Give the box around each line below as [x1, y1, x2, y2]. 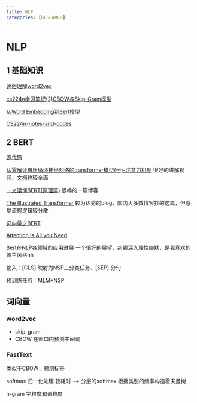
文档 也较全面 [17, 174, 49, 181]
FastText [6, 350, 32, 359]
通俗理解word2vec [6, 82, 52, 90]
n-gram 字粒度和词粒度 [6, 390, 63, 398]
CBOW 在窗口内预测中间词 [14, 335, 81, 342]
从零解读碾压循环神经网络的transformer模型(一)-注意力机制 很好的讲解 [6, 166, 180, 174]
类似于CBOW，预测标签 [6, 365, 65, 372]
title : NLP [6, 8, 34, 15]
